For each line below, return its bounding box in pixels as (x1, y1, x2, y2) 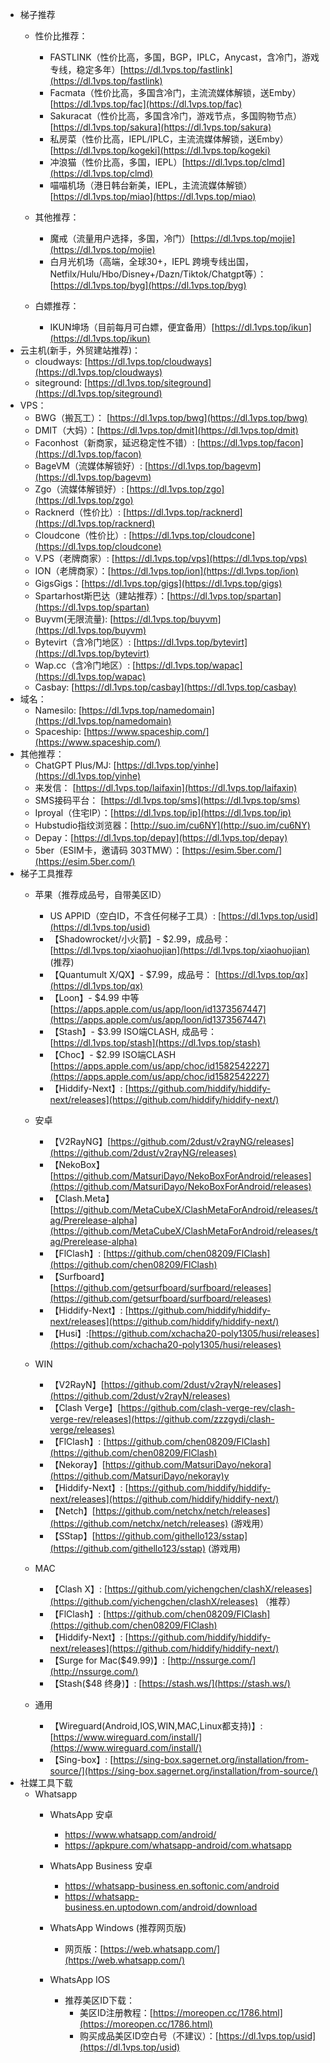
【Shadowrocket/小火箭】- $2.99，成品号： (49, 933, 232, 945)
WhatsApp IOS (49, 1974, 111, 1985)
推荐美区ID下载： (64, 1994, 136, 2006)
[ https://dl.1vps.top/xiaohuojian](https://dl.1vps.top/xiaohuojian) (49, 944, 310, 956)
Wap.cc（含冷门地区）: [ (34, 659, 137, 671)
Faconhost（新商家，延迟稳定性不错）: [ (34, 437, 201, 448)
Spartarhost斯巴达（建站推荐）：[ (34, 590, 171, 602)
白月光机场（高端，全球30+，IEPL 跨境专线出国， (49, 256, 255, 267)
